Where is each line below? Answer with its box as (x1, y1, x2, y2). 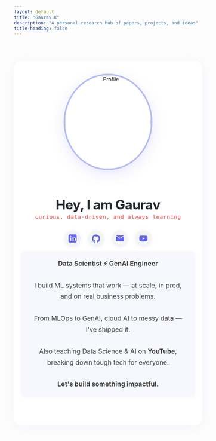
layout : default (14, 8, 54, 15)
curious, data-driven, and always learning (35, 213, 181, 220)
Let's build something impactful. (57, 380, 159, 388)
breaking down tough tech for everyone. (47, 358, 169, 366)
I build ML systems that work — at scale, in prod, (34, 281, 182, 290)
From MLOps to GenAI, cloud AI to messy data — (33, 314, 183, 323)
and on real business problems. (60, 292, 156, 301)
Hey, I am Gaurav (55, 196, 161, 213)
